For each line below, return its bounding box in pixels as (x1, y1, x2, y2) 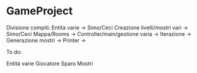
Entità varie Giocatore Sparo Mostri (6, 60, 93, 67)
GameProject (6, 4, 73, 18)
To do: (6, 48, 22, 55)
